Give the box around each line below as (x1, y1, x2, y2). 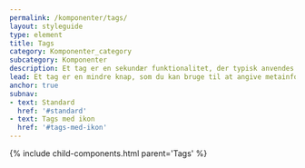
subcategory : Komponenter (9, 55, 107, 64)
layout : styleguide (9, 22, 84, 31)
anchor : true (9, 81, 59, 90)
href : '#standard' (17, 106, 88, 115)
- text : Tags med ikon (9, 114, 95, 124)
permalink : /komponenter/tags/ (9, 13, 128, 23)
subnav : (9, 89, 39, 98)
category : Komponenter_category (9, 47, 132, 56)
